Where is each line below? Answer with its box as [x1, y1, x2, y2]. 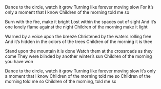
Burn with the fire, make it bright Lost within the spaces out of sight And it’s [5, 19, 156, 24]
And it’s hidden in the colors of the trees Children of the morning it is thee [5, 39, 153, 44]
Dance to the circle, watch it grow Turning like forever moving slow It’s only [5, 68, 156, 74]
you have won [5, 59, 33, 64]
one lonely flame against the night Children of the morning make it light [5, 24, 148, 30]
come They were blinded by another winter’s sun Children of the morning [5, 53, 152, 59]
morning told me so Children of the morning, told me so [5, 78, 117, 84]
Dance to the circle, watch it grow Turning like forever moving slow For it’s [5, 4, 154, 10]
